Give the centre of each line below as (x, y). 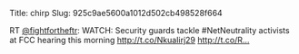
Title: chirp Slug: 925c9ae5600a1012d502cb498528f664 (116, 13)
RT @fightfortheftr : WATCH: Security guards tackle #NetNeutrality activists (149, 30)
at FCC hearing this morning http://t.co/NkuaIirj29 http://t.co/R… (130, 40)
